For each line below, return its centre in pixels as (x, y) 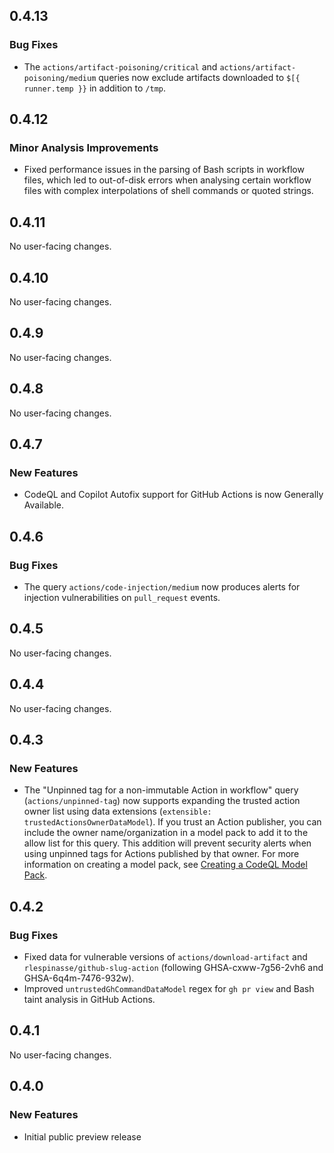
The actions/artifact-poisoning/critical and (120, 66)
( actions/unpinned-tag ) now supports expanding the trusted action (162, 801)
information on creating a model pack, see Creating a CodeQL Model (165, 865)
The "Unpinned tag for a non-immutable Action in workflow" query (161, 790)
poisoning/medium (60, 78)
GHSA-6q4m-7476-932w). (79, 978)
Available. (43, 505)
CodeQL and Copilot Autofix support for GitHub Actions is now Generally (173, 495)
